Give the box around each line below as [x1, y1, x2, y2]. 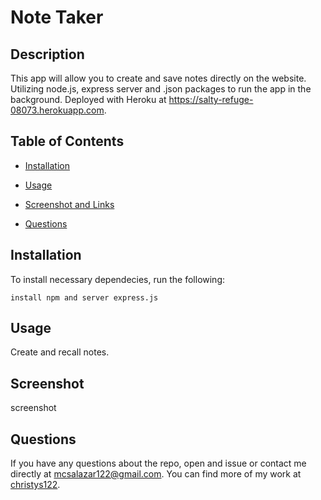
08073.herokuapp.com [10, 104, 105, 116]
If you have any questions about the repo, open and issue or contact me [10, 457, 307, 470]
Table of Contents [10, 133, 125, 150]
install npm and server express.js [10, 292, 159, 303]
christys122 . [10, 479, 61, 491]
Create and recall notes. [10, 346, 110, 358]
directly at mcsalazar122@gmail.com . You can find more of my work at [10, 468, 302, 480]
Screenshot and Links [24, 198, 115, 210]
